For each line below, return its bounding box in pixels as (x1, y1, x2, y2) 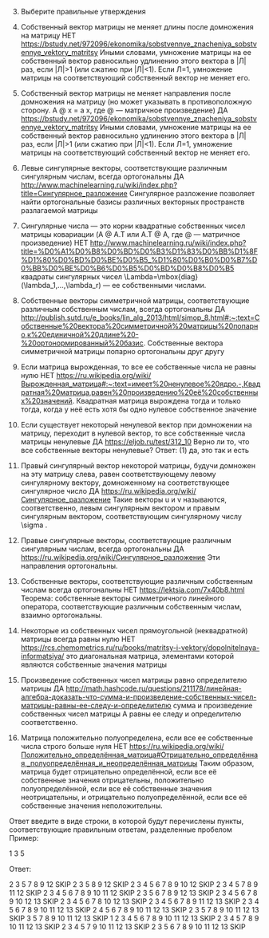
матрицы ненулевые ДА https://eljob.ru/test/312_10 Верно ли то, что (20, 437, 250, 446)
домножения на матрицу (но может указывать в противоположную (20, 97, 252, 106)
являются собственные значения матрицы (20, 660, 167, 669)
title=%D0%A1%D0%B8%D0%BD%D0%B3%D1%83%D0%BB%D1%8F (20, 246, 259, 256)
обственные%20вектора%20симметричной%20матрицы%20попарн (20, 321, 259, 330)
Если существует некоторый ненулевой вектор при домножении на (20, 420, 252, 429)
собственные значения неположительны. (20, 801, 163, 810)
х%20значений (20, 396, 73, 405)
